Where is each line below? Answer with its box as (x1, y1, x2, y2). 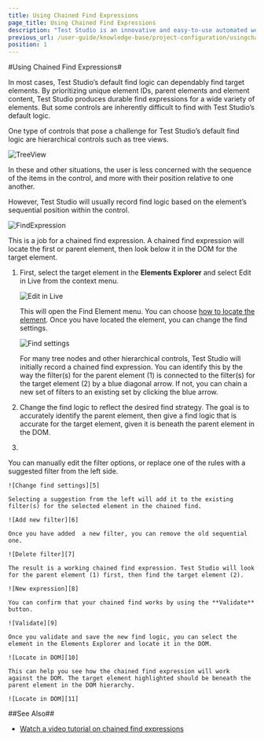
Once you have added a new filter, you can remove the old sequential (8, 530, 247, 538)
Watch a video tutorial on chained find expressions (19, 724, 185, 734)
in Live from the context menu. (19, 276, 119, 286)
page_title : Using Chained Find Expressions (8, 19, 156, 27)
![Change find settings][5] (8, 481, 101, 490)
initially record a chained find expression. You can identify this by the (19, 363, 244, 372)
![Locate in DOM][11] (8, 695, 79, 703)
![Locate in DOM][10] (8, 654, 79, 662)
